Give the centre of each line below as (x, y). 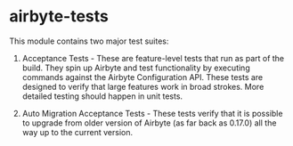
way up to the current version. (77, 132)
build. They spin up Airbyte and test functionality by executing (136, 68)
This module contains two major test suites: (89, 41)
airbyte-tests (59, 16)
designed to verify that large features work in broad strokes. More (143, 86)
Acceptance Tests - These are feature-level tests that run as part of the (153, 58)
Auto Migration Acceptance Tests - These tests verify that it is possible (152, 113)
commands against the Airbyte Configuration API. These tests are (142, 77)
